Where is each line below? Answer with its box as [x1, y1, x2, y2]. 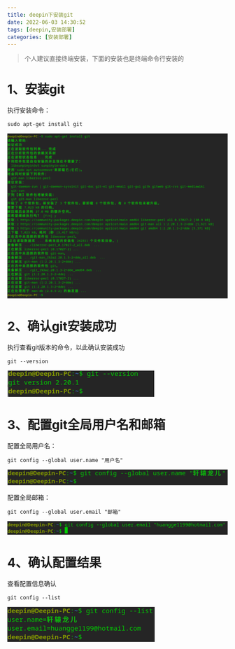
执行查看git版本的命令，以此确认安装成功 [7, 343, 125, 351]
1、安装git [7, 81, 65, 97]
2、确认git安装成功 [7, 319, 117, 335]
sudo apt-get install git [7, 121, 83, 128]
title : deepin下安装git [7, 11, 73, 18]
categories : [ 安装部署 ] [7, 34, 72, 41]
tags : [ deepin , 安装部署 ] [7, 26, 76, 33]
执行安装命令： [7, 106, 50, 115]
